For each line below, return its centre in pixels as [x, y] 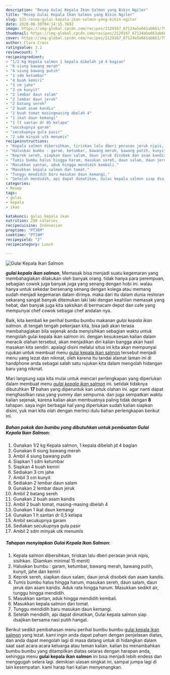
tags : [11, 193]
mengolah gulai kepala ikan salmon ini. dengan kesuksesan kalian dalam [81, 336]
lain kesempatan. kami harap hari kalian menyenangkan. [64, 667]
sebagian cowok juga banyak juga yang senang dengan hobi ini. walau [79, 284]
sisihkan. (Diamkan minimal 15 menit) [51, 561]
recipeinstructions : [27, 141]
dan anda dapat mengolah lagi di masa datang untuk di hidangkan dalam [81, 640]
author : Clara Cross [27, 43]
